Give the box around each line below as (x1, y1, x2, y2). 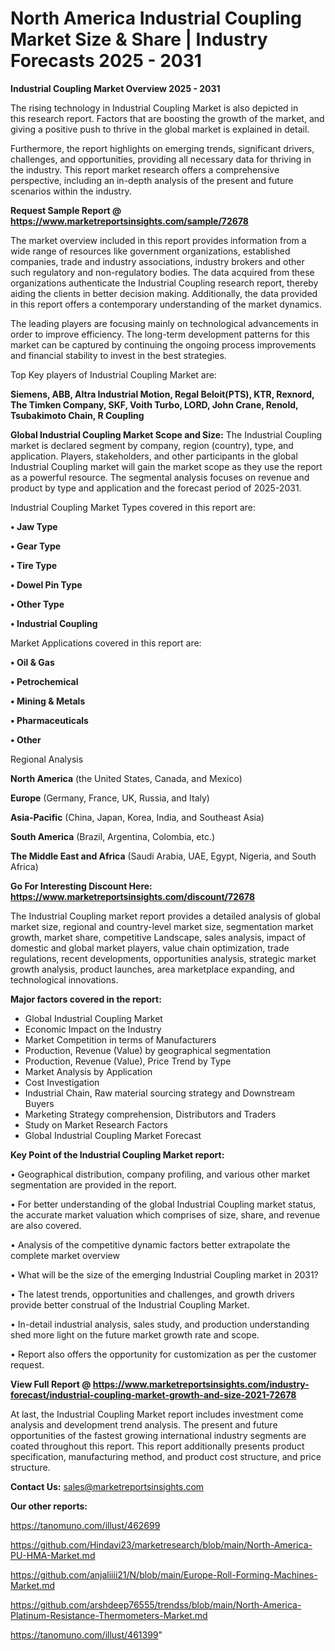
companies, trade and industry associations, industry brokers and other (10, 255, 305, 267)
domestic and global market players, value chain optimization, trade (10, 942, 290, 954)
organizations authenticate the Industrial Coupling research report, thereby (10, 277, 319, 289)
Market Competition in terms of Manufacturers (24, 1033, 217, 1046)
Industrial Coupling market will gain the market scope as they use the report (10, 460, 323, 472)
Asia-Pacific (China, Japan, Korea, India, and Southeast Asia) (10, 811, 265, 823)
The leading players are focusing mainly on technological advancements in (10, 317, 319, 329)
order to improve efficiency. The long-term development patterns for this (10, 328, 310, 340)
